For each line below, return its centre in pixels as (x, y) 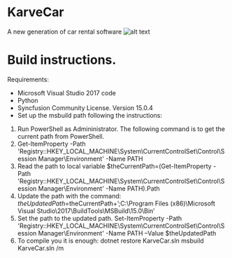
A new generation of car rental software (65, 32)
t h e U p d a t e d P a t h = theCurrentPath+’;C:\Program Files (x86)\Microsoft (116, 203)
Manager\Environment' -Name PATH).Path (99, 188)
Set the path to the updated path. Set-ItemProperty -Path (100, 218)
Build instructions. (62, 60)
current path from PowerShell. (61, 136)
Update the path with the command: (69, 196)
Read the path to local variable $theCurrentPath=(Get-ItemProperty (114, 166)
